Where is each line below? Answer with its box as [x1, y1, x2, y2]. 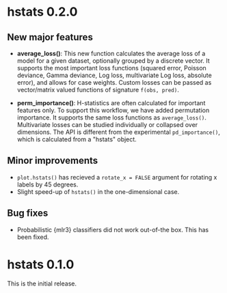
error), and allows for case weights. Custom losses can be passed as [16, 79, 212, 86]
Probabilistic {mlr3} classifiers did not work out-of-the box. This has [16, 225, 209, 234]
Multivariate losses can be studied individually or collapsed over [16, 121, 198, 128]
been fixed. [16, 233, 49, 241]
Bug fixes [7, 208, 49, 219]
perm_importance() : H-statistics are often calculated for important [16, 99, 206, 107]
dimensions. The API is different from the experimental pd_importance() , [16, 128, 220, 136]
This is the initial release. [7, 279, 77, 288]
